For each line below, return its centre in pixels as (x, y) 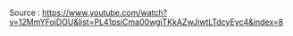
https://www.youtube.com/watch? (105, 13)
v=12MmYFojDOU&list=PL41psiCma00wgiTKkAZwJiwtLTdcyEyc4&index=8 (146, 22)
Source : (25, 13)
